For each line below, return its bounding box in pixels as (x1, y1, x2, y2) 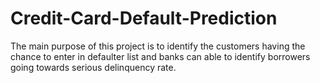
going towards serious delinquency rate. (10, 61, 177, 73)
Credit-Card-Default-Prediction (10, 7, 278, 30)
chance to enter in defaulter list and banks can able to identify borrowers (10, 50, 311, 62)
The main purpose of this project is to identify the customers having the (10, 40, 306, 52)
